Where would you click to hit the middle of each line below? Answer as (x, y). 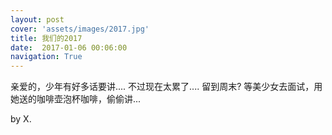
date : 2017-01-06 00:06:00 (69, 47)
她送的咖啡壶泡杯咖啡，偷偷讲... (76, 99)
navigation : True (46, 57)
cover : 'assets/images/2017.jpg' (80, 29)
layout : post (37, 19)
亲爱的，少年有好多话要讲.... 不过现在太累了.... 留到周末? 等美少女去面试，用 (166, 87)
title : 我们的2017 (46, 38)
